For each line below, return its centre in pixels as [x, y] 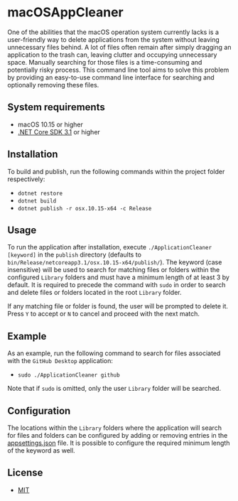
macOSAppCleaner [65, 12]
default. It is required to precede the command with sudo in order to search [117, 285]
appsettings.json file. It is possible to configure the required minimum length [119, 443]
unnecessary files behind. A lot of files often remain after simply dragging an [119, 47]
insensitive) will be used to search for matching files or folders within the [114, 270]
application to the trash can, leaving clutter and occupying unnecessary [112, 55]
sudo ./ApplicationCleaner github [69, 375]
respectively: [26, 179]
